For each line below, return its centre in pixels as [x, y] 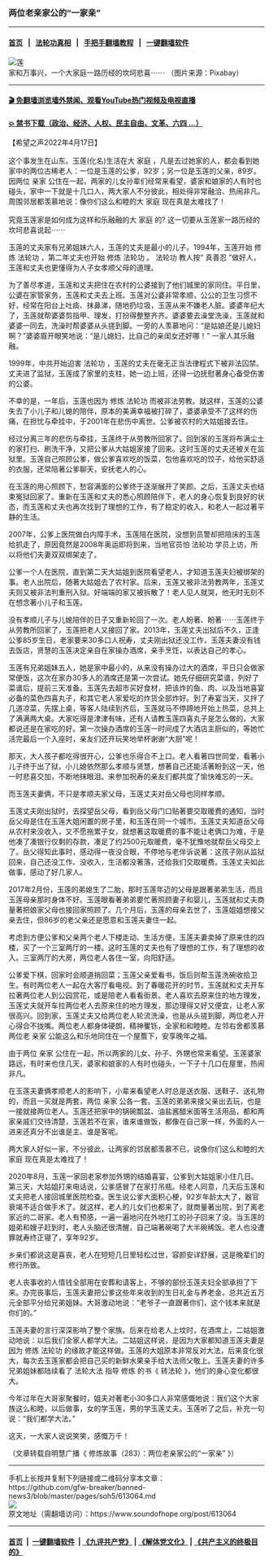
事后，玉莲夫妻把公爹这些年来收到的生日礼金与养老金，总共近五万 [154, 1293]
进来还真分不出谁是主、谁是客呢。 [65, 1132]
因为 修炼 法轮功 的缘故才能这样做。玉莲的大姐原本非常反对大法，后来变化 [132, 1351]
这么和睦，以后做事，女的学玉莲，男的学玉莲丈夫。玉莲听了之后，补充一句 [140, 1408]
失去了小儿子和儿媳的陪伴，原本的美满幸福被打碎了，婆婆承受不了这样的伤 [133, 411]
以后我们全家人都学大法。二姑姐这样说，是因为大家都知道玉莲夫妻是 [150, 1340]
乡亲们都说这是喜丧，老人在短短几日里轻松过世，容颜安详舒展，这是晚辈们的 [136, 1255]
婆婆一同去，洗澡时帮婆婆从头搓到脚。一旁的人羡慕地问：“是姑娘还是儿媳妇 [135, 326]
